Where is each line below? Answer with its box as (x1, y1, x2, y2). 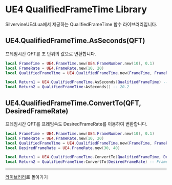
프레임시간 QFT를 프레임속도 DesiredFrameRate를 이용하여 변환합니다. (5, 120, 147, 127)
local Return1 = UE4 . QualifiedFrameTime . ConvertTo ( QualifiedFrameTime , (5, 155, 161, 160)
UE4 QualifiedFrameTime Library (5, 4, 147, 15)
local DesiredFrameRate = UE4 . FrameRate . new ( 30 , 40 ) (5, 145, 120, 151)
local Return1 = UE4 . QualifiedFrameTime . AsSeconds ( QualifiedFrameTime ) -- (5, 79, 168, 85)
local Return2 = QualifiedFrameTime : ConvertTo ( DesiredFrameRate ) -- (5, 159, 155, 165)
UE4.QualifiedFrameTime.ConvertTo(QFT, (5, 98, 141, 107)
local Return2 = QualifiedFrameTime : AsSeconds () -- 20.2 (5, 85, 130, 90)
